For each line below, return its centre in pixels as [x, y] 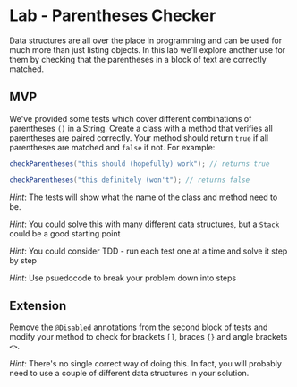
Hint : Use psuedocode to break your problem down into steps [123, 278]
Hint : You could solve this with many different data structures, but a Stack [144, 224]
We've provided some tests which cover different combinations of [131, 118]
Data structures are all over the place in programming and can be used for [146, 40]
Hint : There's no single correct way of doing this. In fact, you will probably [145, 364]
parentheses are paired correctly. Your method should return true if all [139, 138]
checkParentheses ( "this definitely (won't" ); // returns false [130, 180]
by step [23, 260]
